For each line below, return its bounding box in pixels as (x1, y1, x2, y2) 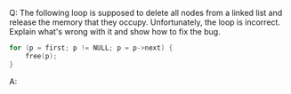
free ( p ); (25, 51, 58, 60)
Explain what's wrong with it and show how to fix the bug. (9, 27, 221, 36)
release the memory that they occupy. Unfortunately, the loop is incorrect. (9, 17, 280, 27)
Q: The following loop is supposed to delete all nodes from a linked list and (9, 8, 283, 18)
